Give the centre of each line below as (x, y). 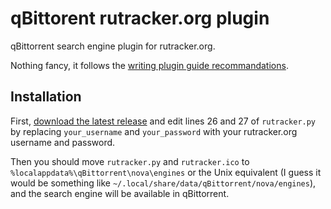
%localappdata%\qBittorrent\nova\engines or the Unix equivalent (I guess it (166, 172)
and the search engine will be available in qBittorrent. (120, 193)
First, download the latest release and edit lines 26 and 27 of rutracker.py (163, 121)
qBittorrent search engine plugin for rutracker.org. (113, 46)
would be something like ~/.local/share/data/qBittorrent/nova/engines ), (163, 183)
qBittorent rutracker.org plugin (140, 18)
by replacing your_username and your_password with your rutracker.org (154, 131)
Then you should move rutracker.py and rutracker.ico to (130, 161)
